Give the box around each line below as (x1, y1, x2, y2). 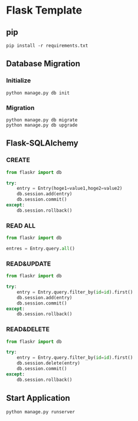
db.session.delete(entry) (17, 360, 81, 367)
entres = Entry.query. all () (6, 245, 75, 251)
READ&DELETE (6, 325, 50, 333)
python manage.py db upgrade (6, 122, 78, 128)
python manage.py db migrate (6, 116, 78, 123)
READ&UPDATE (6, 260, 51, 268)
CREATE (6, 156, 31, 164)
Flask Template (6, 4, 83, 17)
